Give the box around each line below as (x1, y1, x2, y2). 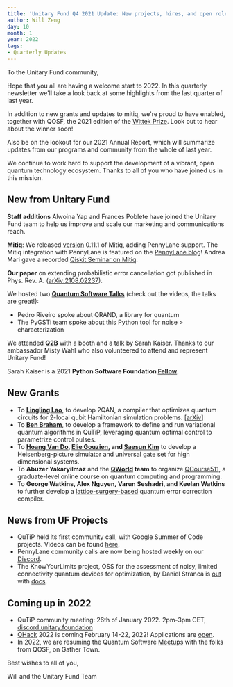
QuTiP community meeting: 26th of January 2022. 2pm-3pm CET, (17, 616, 207, 624)
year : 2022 (7, 36, 39, 43)
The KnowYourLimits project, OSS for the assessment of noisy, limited (17, 563, 218, 571)
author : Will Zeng (7, 17, 60, 24)
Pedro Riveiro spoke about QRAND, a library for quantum (17, 310, 180, 318)
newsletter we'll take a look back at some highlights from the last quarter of (7, 88, 223, 97)
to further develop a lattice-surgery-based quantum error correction (17, 487, 212, 495)
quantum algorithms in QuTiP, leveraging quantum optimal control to (17, 428, 213, 436)
